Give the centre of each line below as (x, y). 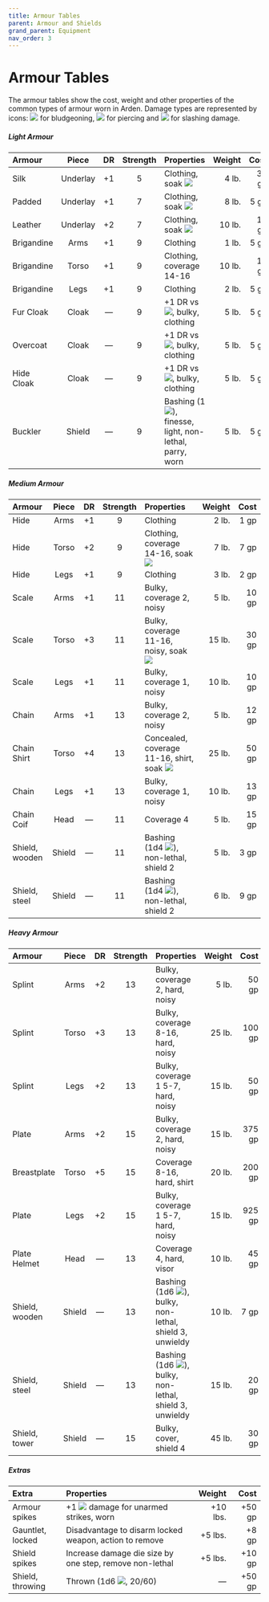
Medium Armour (36, 483)
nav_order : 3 (30, 38)
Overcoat (30, 345)
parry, (175, 452)
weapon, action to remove (115, 1540)
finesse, (179, 422)
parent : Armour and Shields (55, 23)
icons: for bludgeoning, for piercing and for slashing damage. (124, 118)
